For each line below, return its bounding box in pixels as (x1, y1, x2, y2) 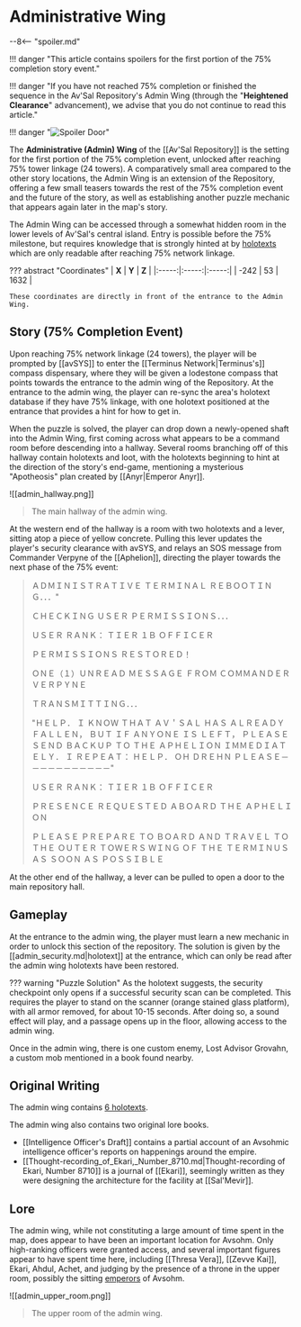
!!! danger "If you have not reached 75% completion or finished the (9, 80, 257, 91)
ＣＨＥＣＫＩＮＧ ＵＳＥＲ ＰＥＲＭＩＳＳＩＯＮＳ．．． (31, 610, 234, 621)
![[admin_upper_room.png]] (9, 1290, 111, 1302)
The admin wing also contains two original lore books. (9, 1119, 209, 1131)
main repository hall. (9, 880, 85, 892)
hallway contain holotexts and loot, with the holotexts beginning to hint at (9, 452, 280, 463)
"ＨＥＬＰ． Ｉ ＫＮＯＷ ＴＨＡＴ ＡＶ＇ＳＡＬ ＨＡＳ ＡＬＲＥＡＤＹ (31, 718, 285, 728)
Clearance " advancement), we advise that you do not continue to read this (9, 99, 287, 110)
